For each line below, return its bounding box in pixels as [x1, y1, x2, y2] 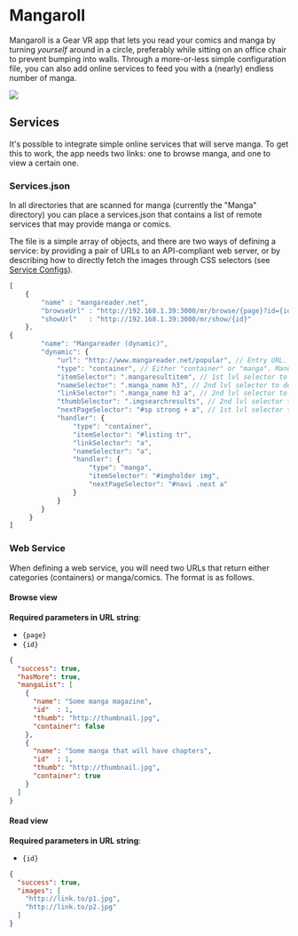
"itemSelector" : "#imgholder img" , [88, 472, 220, 481]
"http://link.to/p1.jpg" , [25, 894, 122, 903]
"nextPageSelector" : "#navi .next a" [88, 480, 228, 489]
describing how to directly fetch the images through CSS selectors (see [9, 255, 271, 266]
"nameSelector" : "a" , [72, 446, 153, 456]
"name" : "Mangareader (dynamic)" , [41, 340, 169, 348]
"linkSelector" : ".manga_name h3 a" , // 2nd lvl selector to [56, 388, 288, 398]
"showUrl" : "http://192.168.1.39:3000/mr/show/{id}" [41, 315, 252, 324]
